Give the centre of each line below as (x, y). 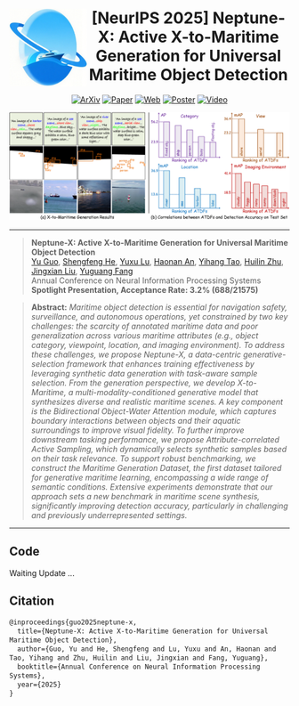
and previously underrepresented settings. (109, 515)
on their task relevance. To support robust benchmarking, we (143, 458)
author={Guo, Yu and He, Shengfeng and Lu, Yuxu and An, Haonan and (147, 649)
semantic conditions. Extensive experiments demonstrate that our (152, 487)
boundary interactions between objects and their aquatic (136, 420)
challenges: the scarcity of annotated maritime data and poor (145, 326)
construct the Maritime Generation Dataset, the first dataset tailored (156, 467)
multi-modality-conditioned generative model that (167, 392)
